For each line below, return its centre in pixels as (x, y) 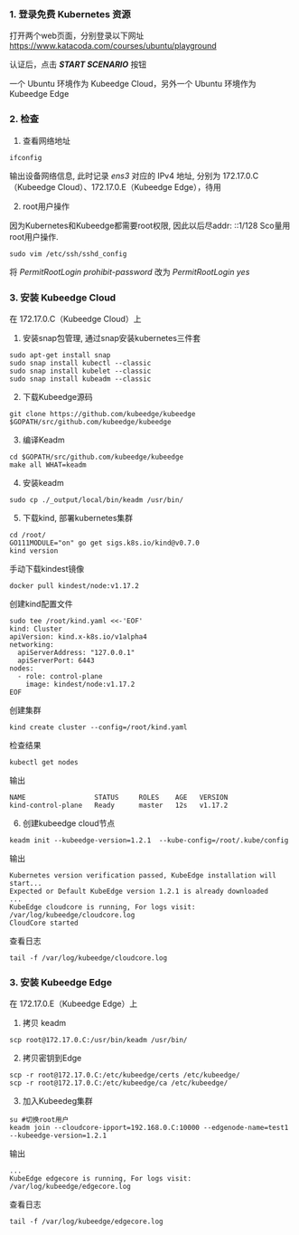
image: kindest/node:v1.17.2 (80, 684)
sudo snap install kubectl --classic (80, 363)
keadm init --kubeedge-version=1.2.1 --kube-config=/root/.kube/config (149, 840)
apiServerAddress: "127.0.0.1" (76, 652)
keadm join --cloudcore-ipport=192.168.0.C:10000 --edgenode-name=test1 (149, 1128)
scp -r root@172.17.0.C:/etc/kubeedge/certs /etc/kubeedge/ (125, 1075)
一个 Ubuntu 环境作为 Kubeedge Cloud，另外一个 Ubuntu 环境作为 (133, 84)
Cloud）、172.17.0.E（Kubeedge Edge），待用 (139, 186)
